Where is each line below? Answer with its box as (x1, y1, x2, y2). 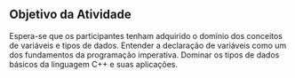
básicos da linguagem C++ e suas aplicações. (9, 58, 179, 69)
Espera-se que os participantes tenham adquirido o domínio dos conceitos (9, 30, 283, 41)
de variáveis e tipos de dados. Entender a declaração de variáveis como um (9, 40, 287, 51)
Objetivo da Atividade (9, 7, 132, 22)
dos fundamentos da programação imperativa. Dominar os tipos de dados (9, 49, 280, 60)
